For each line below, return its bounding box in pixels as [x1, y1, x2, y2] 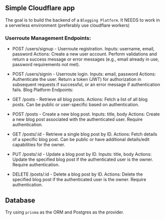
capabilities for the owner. [12, 142, 66, 147]
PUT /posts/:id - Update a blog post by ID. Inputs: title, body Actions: [12, 151, 152, 157]
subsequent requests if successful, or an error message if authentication [12, 81, 160, 88]
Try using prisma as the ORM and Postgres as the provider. [5, 209, 124, 215]
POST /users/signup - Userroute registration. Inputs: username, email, [12, 46, 155, 52]
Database [5, 196, 35, 204]
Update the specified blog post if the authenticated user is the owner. [12, 156, 154, 162]
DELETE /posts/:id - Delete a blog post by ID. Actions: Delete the [12, 171, 143, 177]
